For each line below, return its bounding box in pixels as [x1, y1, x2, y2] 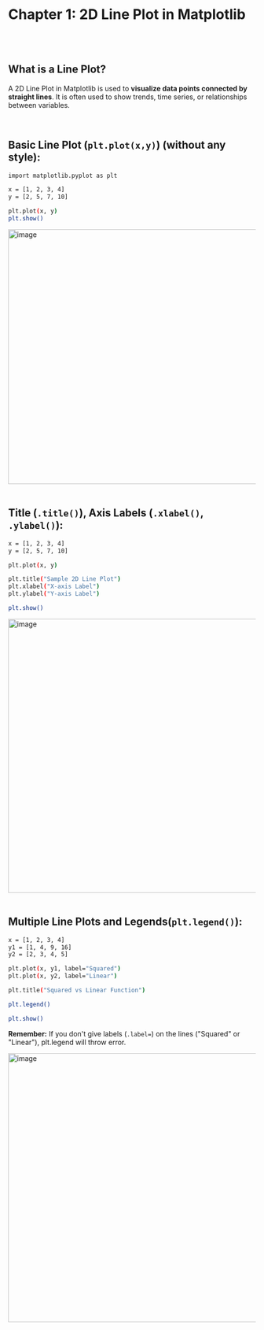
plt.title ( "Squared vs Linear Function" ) [8, 986, 146, 995]
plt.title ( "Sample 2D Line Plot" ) [8, 575, 122, 583]
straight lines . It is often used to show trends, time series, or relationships [8, 92, 247, 102]
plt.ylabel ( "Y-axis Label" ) [8, 590, 101, 598]
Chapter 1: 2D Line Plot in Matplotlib [8, 6, 246, 24]
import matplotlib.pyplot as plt [8, 172, 118, 179]
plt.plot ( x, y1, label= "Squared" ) [8, 965, 122, 973]
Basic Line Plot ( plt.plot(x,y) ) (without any [8, 139, 226, 152]
